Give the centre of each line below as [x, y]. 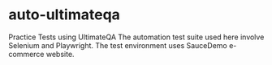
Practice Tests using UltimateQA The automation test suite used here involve [136, 37]
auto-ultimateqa [64, 15]
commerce [26, 54]
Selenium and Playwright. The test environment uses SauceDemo [118, 45]
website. [60, 54]
